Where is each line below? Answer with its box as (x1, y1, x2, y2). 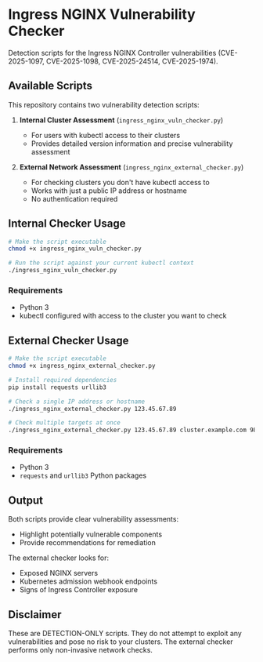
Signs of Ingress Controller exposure (19, 585, 139, 595)
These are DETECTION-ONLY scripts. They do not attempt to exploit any (8, 629, 243, 638)
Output (8, 493, 43, 507)
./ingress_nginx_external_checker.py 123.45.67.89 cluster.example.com (8, 426, 247, 435)
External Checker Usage (8, 333, 129, 347)
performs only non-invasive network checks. (8, 646, 153, 655)
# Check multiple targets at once (8, 419, 121, 427)
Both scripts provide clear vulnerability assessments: (8, 515, 178, 524)
